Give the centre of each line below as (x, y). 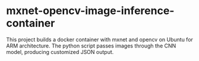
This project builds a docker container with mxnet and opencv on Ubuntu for (99, 39)
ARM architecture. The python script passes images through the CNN (91, 46)
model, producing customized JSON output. (60, 52)
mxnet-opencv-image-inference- (90, 11)
